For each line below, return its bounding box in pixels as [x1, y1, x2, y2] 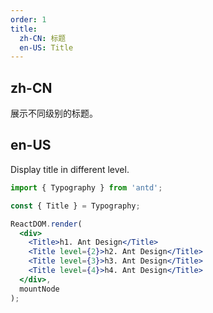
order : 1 [10, 14, 47, 25]
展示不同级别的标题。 [10, 107, 98, 120]
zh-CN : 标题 [19, 33, 67, 43]
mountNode [19, 284, 60, 294]
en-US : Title [19, 42, 74, 53]
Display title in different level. [10, 163, 130, 175]
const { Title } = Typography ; [10, 201, 141, 211]
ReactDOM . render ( [10, 219, 83, 229]
